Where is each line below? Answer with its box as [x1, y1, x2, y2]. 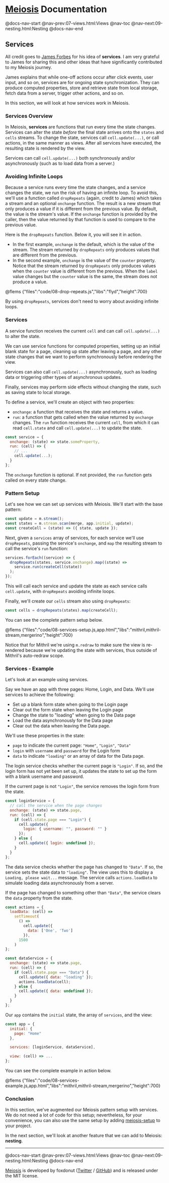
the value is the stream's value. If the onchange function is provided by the [5, 211, 157, 217]
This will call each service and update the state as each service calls [5, 583, 147, 589]
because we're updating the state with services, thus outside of [25, 647, 157, 653]
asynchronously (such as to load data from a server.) [5, 160, 115, 167]
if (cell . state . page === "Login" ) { [14, 817, 92, 822]
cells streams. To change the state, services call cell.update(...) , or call [5, 135, 159, 141]
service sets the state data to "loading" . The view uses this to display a [5, 869, 153, 875]
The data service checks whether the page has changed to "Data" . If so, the [5, 864, 163, 870]
